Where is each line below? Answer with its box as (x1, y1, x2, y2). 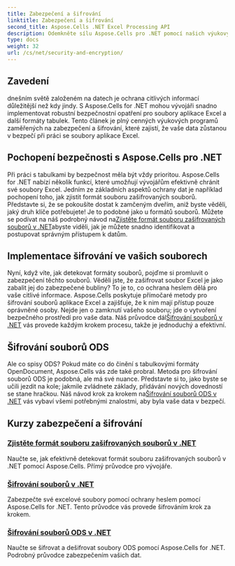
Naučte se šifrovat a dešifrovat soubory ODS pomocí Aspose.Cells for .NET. (7, 544, 226, 552)
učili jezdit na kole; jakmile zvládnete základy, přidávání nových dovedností (7, 382, 223, 391)
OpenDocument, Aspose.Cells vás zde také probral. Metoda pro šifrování (7, 368, 218, 376)
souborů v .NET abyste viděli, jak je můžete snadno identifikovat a (7, 222, 195, 231)
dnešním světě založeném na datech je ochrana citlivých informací (7, 94, 199, 102)
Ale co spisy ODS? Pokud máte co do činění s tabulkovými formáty (7, 360, 199, 368)
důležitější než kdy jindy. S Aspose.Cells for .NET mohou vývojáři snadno (7, 101, 218, 109)
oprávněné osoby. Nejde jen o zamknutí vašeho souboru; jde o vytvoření (7, 306, 217, 314)
